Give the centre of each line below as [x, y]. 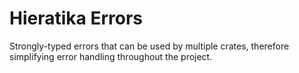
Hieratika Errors [76, 18]
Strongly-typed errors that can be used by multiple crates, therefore [149, 46]
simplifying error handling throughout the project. [111, 56]
